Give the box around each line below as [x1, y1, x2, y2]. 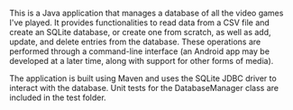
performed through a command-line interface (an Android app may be [9, 46, 270, 57]
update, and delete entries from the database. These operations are [9, 36, 261, 47]
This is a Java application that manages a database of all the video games [9, 8, 284, 18]
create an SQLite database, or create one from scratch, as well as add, [9, 27, 272, 37]
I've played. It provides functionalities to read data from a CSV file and [9, 17, 270, 28]
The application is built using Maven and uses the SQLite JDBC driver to [9, 73, 277, 84]
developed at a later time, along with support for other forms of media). [9, 56, 274, 66]
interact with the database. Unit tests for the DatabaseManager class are [9, 83, 279, 93]
